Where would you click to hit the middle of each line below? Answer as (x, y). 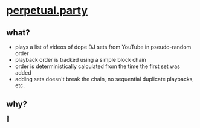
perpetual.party (47, 11)
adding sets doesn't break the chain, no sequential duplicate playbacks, (105, 79)
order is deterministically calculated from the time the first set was (97, 66)
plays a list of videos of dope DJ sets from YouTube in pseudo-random (103, 47)
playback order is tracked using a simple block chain (80, 60)
